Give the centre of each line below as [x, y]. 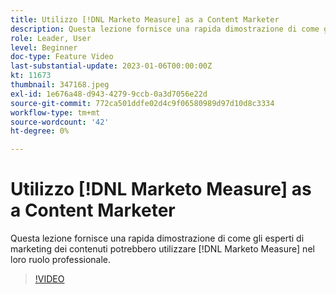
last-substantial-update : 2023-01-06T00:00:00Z [111, 66]
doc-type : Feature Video [62, 57]
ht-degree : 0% [40, 131]
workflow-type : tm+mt [55, 112]
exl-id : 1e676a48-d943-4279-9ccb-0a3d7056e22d [109, 94]
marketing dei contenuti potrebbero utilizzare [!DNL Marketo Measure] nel [162, 249]
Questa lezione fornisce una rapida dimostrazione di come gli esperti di [157, 238]
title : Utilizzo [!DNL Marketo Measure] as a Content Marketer [145, 19]
